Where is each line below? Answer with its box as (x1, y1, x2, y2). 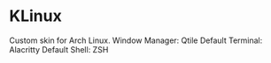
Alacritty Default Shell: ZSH (9, 44, 109, 54)
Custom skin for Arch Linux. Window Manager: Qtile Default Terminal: (9, 35, 263, 45)
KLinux (9, 6, 62, 26)
